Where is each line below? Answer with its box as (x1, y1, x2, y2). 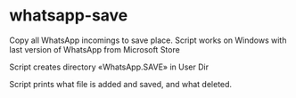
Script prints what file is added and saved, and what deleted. (9, 78, 233, 89)
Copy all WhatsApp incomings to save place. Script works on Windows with (9, 35, 287, 45)
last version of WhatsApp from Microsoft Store (9, 44, 180, 54)
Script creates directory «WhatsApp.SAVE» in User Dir (9, 61, 210, 72)
